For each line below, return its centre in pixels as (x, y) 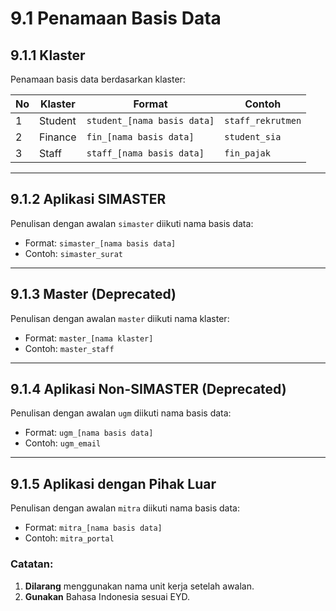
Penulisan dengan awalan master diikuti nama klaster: (120, 318)
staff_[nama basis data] (145, 153)
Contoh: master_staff (69, 348)
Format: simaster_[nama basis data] (100, 243)
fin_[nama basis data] (140, 137)
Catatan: (32, 564)
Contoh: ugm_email (63, 443)
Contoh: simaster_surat (74, 253)
